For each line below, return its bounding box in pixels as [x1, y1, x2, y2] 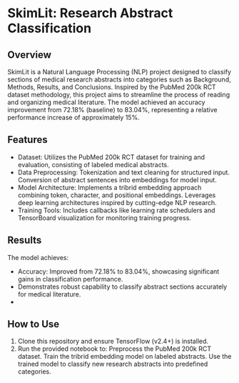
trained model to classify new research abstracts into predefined [17, 359, 208, 369]
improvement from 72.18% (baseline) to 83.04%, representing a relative [7, 106, 218, 114]
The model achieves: [7, 253, 69, 262]
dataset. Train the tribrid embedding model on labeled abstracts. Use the [17, 352, 232, 361]
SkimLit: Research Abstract [7, 5, 173, 21]
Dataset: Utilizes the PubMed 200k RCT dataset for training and [17, 152, 205, 161]
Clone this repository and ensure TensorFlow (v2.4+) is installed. [17, 337, 209, 346]
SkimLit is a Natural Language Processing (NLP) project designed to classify [7, 68, 232, 76]
